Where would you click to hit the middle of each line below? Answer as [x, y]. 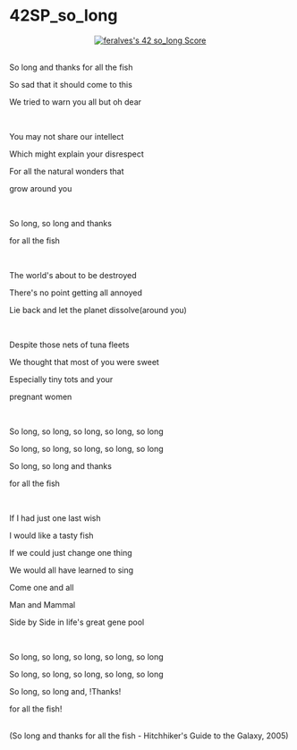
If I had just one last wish [55, 518]
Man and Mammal [42, 604]
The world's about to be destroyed [73, 275]
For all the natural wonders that [67, 171]
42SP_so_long [64, 16]
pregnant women [41, 396]
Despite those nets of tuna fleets [69, 345]
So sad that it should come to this [71, 84]
